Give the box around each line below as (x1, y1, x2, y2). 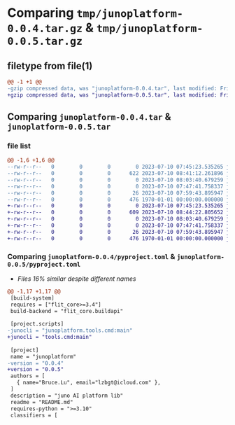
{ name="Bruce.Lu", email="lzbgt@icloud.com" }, (16, 379, 161, 386)
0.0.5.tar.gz (7, 35, 83, 48)
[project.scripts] (10, 321, 64, 328)
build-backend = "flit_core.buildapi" (10, 307, 124, 314)
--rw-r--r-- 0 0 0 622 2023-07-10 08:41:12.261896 (7, 170, 224, 177)
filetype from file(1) (7, 60, 93, 71)
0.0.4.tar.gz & (7, 20, 94, 36)
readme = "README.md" (10, 398, 73, 405)
